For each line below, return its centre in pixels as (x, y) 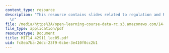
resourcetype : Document (30, 33)
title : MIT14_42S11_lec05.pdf (37, 38)
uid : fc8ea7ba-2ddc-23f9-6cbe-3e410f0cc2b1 (52, 43)
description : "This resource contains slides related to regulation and (83, 15)
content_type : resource (30, 10)
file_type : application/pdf (35, 29)
